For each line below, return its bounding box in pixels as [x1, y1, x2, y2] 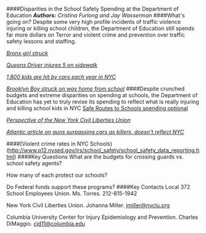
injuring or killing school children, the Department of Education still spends [6, 24, 195, 32]
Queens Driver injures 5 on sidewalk [6, 61, 98, 68]
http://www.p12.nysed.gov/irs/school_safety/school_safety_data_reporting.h [8, 147, 200, 153]
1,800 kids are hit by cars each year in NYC [6, 73, 116, 80]
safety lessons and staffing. [6, 38, 77, 45]
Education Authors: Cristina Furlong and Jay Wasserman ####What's [6, 12, 185, 19]
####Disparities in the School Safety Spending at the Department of [6, 6, 179, 12]
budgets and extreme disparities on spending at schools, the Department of [6, 92, 198, 98]
